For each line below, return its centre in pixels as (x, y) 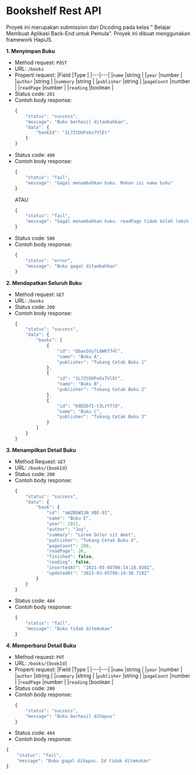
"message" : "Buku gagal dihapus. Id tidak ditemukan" (84, 761)
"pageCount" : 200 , (69, 546)
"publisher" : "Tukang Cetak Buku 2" (102, 390)
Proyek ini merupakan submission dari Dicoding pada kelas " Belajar (89, 27)
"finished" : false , (70, 557)
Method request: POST (41, 62)
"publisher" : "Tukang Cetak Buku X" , (93, 540)
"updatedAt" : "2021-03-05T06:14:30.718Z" (98, 573)
